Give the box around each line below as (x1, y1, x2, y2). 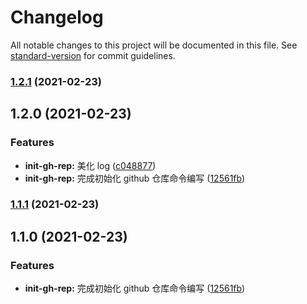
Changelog (10, 6, 104, 29)
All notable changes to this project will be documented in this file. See (10, 39, 298, 51)
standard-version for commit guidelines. (10, 49, 176, 61)
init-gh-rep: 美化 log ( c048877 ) (24, 159, 157, 171)
